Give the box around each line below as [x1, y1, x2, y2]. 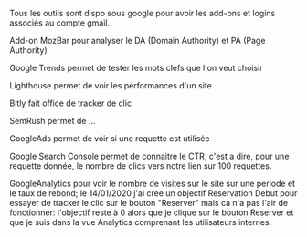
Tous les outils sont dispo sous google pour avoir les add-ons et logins [9, 8, 276, 18]
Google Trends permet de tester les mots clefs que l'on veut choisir [9, 63, 263, 73]
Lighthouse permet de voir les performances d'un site [9, 80, 212, 90]
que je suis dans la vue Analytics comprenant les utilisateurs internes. [9, 217, 272, 227]
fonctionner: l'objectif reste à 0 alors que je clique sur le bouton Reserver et [9, 207, 294, 218]
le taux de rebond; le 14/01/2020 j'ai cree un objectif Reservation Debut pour [9, 188, 298, 199]
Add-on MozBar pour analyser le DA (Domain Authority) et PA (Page [9, 36, 266, 46]
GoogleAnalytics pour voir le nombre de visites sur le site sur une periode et [9, 178, 295, 189]
